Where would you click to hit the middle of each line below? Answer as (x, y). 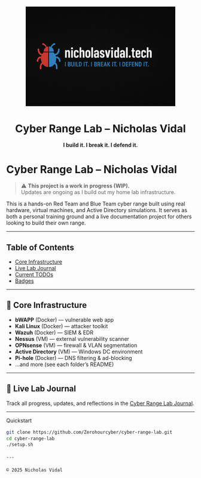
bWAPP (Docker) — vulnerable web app (64, 320)
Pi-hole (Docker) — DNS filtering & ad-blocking (74, 358)
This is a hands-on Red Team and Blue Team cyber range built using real (96, 204)
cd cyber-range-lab (31, 438)
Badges (24, 281)
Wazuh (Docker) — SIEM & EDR (54, 332)
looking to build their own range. (46, 223)
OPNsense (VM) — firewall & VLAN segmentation (76, 345)
